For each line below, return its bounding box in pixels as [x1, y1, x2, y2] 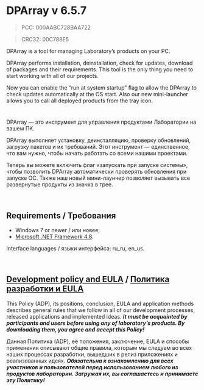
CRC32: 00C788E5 [21, 35, 69, 43]
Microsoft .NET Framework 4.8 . [15, 233, 94, 240]
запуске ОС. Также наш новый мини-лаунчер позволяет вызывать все [6, 174, 191, 182]
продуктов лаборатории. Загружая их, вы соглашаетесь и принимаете [6, 370, 199, 377]
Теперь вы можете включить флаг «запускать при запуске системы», [6, 161, 188, 169]
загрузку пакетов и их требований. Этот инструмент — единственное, [6, 143, 190, 151]
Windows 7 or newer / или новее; [15, 226, 100, 233]
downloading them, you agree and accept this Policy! [6, 325, 145, 333]
